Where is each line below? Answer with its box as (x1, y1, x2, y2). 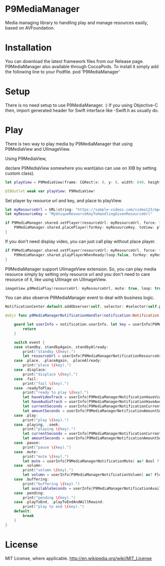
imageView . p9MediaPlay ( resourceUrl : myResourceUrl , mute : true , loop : (5, 286, 153, 291)
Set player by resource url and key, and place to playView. (5, 197, 123, 203)
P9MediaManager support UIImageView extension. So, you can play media (5, 266, 157, 272)
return (23, 326, 36, 331)
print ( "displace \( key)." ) (23, 372, 78, 377)
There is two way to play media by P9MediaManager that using (5, 141, 133, 147)
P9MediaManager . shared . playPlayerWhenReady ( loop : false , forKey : (14, 252, 148, 257)
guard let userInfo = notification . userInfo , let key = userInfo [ (14, 322, 153, 327)
